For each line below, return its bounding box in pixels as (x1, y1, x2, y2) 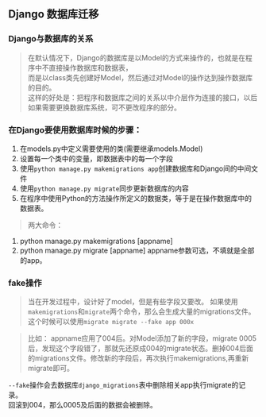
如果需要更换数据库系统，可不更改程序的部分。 (27, 102, 181, 112)
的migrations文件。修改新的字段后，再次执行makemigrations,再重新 (27, 353, 249, 363)
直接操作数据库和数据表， (48, 63, 133, 72)
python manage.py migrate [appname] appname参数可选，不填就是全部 (19, 245, 255, 255)
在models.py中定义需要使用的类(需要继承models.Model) (19, 144, 203, 153)
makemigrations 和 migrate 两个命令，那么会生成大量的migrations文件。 (27, 307, 256, 316)
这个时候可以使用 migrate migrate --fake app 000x (27, 317, 195, 326)
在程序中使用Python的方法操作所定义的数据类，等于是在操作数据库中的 (19, 193, 253, 203)
